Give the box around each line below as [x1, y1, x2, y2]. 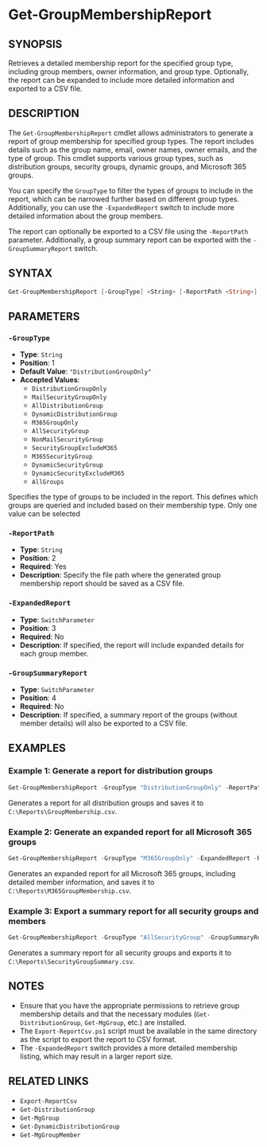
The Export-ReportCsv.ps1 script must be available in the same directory [19, 1026, 257, 1035]
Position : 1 [19, 358, 55, 368]
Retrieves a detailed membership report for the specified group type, [8, 58, 234, 68]
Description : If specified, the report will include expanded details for [19, 640, 245, 650]
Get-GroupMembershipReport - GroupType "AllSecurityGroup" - [8, 934, 212, 941]
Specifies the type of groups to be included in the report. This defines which [8, 492, 258, 502]
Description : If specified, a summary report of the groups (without [19, 711, 238, 720]
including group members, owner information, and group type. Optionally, [8, 67, 250, 76]
